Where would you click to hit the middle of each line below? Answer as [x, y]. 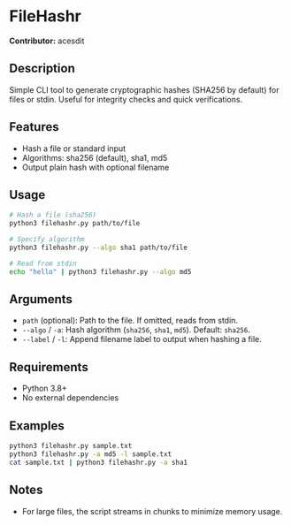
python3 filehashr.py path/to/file [75, 224]
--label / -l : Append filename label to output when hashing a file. [142, 339]
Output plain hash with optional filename [96, 167]
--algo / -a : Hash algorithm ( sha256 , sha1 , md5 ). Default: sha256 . [136, 330]
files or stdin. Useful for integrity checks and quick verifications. [126, 99]
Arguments [41, 299]
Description [42, 68]
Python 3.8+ [45, 388]
